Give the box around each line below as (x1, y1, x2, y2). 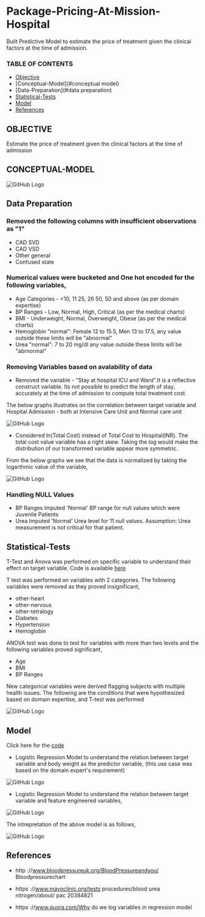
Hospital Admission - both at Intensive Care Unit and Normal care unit (6, 408, 182, 416)
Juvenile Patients (15, 511, 59, 518)
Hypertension (15, 621, 50, 629)
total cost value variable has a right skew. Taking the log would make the (15, 438, 198, 446)
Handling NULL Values (6, 490, 75, 499)
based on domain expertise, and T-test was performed (6, 695, 144, 703)
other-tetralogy (15, 608, 54, 615)
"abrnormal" (15, 347, 47, 354)
